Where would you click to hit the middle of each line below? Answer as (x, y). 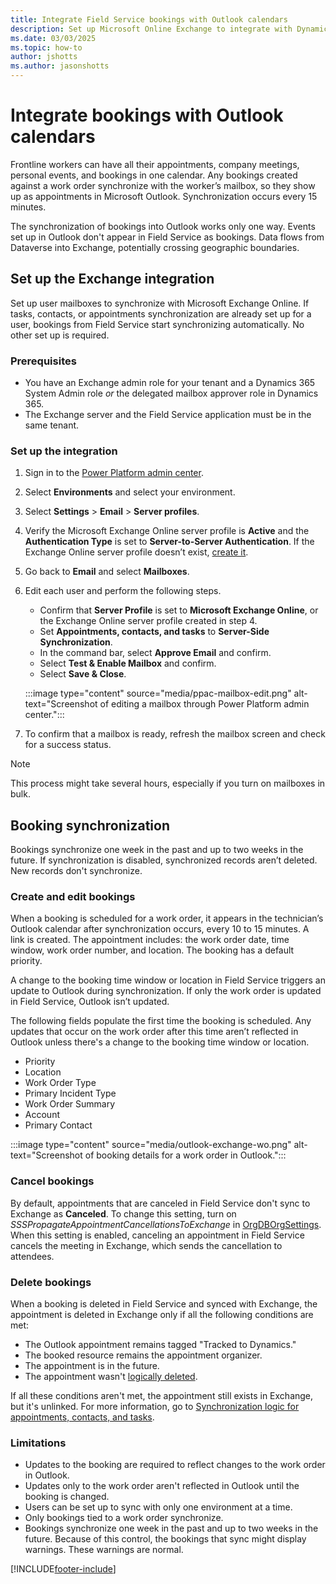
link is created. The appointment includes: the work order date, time (150, 940)
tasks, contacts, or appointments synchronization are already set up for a (161, 313)
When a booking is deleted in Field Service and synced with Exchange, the (164, 1304)
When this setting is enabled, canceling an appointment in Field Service (157, 1235)
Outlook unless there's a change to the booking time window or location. (160, 1042)
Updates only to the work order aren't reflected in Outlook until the (162, 1486)
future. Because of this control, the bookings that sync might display (165, 1539)
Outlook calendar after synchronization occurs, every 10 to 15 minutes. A (160, 929)
